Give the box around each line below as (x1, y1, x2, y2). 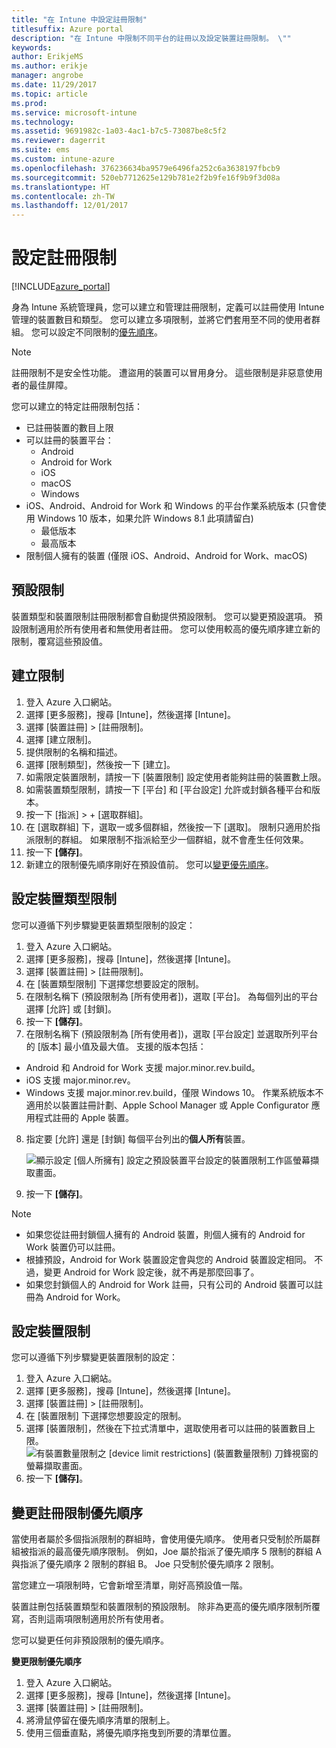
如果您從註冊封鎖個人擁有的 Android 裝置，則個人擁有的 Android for (25, 1228, 306, 1240)
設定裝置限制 (11, 1322, 91, 1340)
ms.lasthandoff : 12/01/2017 (11, 201, 129, 211)
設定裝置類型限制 (11, 891, 117, 908)
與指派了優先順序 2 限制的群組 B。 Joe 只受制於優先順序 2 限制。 (11, 1558, 280, 1570)
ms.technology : (11, 117, 75, 127)
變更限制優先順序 (11, 1656, 82, 1668)
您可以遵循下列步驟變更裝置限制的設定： (11, 1351, 178, 1363)
